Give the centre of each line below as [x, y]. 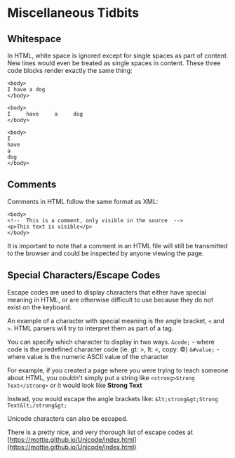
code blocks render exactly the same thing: [70, 70]
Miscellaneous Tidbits [73, 13]
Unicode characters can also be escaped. [68, 418]
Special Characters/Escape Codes [84, 275]
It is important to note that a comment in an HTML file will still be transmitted [117, 245]
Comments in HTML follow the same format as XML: [83, 201]
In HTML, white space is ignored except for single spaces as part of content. [118, 55]
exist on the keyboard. [40, 307]
